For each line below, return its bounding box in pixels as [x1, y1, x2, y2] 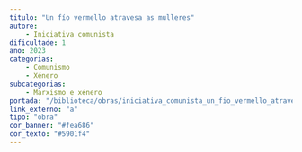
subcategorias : [9, 80, 67, 89]
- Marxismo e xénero [25, 88, 102, 97]
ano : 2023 [9, 46, 47, 55]
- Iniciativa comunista [25, 30, 115, 38]
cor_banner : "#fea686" [9, 122, 94, 131]
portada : [9, 96, 42, 106]
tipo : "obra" [9, 113, 58, 122]
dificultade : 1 [9, 38, 67, 47]
